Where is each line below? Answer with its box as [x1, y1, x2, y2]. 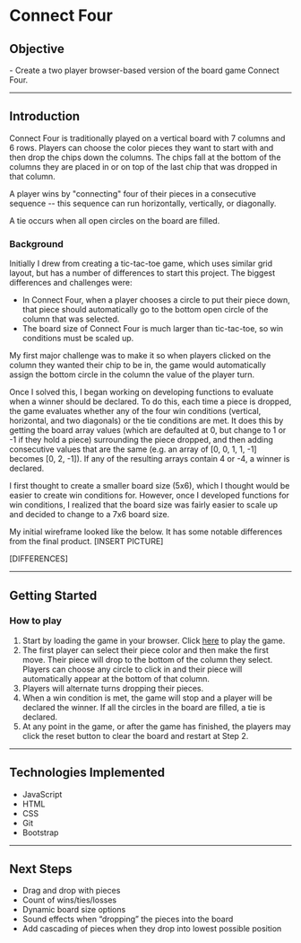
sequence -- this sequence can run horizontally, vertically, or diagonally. [9, 198, 277, 208]
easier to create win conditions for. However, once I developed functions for [9, 490, 289, 501]
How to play [9, 614, 63, 627]
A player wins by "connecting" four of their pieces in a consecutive [9, 188, 257, 198]
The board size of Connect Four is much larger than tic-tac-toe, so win [21, 323, 284, 334]
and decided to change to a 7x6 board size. [9, 509, 170, 520]
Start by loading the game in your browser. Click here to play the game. [21, 635, 286, 646]
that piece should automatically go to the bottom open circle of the [21, 304, 269, 315]
